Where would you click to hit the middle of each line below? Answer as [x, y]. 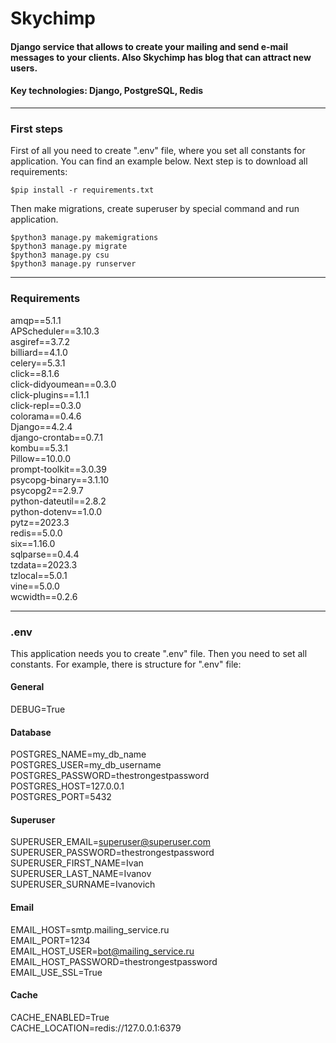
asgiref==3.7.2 [40, 341]
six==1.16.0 [33, 543]
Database [31, 732]
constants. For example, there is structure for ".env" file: [126, 664]
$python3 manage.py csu [60, 255]
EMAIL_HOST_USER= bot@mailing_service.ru [102, 951]
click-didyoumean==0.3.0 [63, 384]
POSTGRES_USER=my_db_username [86, 765]
